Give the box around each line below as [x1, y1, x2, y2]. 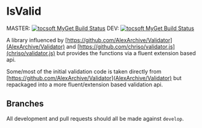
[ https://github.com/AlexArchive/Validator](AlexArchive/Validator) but [6, 74, 182, 81]
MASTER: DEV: [6, 24, 119, 32]
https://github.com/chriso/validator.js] [79, 43, 175, 50]
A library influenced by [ [6, 36, 68, 43]
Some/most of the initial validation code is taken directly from [6, 67, 161, 75]
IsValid [6, 4, 42, 18]
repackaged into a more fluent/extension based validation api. [6, 81, 163, 88]
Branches [6, 99, 44, 109]
